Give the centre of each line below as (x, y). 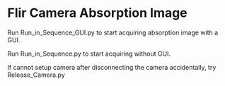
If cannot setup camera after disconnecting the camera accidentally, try (112, 67)
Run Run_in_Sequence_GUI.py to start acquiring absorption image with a (113, 32)
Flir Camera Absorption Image (97, 13)
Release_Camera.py (36, 75)
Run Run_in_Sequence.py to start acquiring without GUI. (89, 54)
